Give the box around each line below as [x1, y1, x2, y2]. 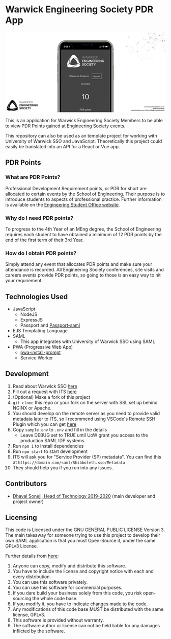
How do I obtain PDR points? [5, 249, 77, 257]
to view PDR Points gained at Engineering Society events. [5, 123, 126, 129]
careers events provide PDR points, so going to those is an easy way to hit [5, 272, 161, 278]
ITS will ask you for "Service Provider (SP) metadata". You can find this [12, 453, 161, 460]
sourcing [12, 596, 32, 602]
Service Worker [20, 355, 53, 361]
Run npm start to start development [12, 448, 88, 454]
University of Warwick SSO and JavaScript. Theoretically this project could [5, 138, 162, 144]
